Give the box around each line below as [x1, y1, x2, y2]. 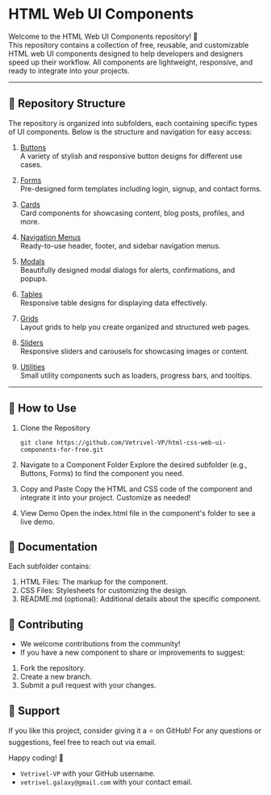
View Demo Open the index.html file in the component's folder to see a [19, 508, 256, 517]
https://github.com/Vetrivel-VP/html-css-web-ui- [56, 438, 227, 446]
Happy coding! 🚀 [8, 753, 65, 763]
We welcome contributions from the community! [19, 639, 181, 649]
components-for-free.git [19, 446, 104, 454]
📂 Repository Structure [8, 97, 126, 111]
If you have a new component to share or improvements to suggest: [19, 647, 246, 658]
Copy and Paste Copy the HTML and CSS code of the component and [19, 483, 252, 493]
